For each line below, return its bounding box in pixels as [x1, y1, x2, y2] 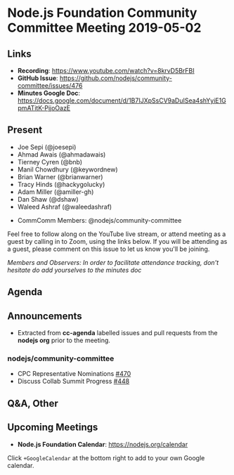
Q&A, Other [7, 397, 58, 409]
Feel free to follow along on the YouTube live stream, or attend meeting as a [7, 230, 226, 238]
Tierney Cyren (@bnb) [17, 157, 83, 166]
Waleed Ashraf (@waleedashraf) [17, 202, 112, 211]
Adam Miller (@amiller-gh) [17, 188, 94, 196]
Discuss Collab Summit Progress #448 [17, 377, 130, 386]
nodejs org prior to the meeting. [17, 336, 111, 345]
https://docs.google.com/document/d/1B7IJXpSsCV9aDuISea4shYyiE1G [17, 96, 226, 105]
